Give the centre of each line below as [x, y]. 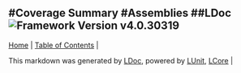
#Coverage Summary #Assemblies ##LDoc [120, 13]
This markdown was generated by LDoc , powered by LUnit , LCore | [121, 60]
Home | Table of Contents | [54, 45]
